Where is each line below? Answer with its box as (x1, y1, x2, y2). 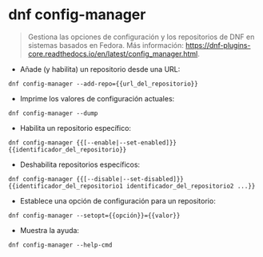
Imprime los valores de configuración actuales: (19, 93, 175, 103)
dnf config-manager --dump (8, 109, 98, 117)
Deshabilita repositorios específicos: (19, 160, 141, 169)
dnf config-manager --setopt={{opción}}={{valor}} (8, 212, 181, 219)
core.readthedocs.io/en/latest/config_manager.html (27, 49, 198, 58)
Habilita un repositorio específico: (19, 123, 132, 132)
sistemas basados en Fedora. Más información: (27, 40, 184, 49)
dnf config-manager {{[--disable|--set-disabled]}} (8, 175, 184, 183)
